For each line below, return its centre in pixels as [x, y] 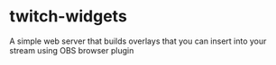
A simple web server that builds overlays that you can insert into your [138, 41]
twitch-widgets [69, 16]
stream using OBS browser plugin [72, 50]
